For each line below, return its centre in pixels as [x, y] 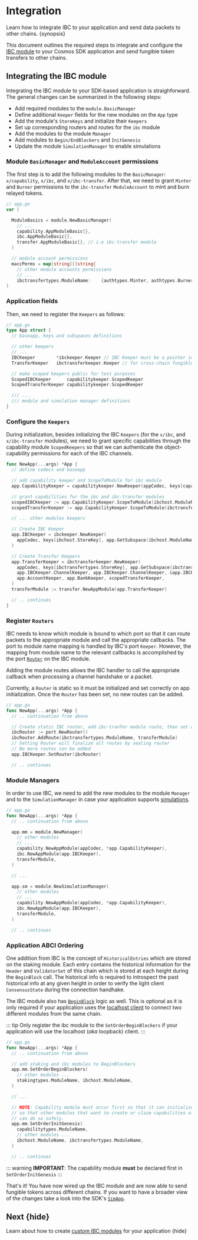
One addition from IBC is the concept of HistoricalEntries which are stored [99, 958]
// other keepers [33, 347]
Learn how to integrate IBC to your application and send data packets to [93, 27]
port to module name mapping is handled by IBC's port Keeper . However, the [99, 646]
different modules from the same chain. [54, 1013]
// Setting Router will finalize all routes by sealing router [90, 743]
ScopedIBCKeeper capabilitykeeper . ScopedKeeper [77, 379]
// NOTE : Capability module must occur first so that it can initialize [103, 1107]
